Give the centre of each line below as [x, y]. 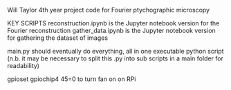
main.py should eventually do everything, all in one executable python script [115, 51]
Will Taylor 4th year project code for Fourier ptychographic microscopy [108, 10]
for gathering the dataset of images [58, 38]
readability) [24, 66]
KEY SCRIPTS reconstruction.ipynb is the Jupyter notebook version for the [113, 23]
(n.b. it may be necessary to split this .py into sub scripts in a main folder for [115, 58]
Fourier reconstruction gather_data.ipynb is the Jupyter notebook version [111, 31]
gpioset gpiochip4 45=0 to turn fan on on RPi [72, 79]
